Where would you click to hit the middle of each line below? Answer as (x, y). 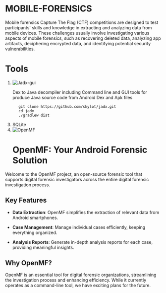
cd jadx (26, 111)
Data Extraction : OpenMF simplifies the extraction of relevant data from (86, 212)
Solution (30, 161)
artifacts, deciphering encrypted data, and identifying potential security (78, 43)
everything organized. (35, 232)
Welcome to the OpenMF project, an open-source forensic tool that (74, 174)
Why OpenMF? (28, 263)
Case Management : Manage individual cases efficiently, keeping (79, 227)
